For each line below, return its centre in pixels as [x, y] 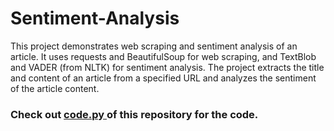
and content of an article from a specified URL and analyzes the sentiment [163, 78]
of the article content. [55, 88]
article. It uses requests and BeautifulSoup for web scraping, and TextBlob [163, 56]
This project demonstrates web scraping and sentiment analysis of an [154, 46]
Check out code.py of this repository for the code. [134, 114]
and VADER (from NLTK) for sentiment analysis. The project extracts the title [167, 67]
